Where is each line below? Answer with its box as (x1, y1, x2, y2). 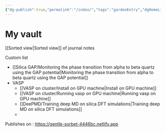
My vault (5, 28, 42, 40)
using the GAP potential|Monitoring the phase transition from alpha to (12, 69, 154, 75)
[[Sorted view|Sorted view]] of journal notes (5, 45, 95, 51)
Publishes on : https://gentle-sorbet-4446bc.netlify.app (5, 121, 119, 127)
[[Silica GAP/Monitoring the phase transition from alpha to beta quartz (12, 64, 155, 70)
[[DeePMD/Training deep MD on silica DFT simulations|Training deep (19, 101, 161, 107)
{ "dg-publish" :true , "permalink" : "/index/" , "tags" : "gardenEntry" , (5, 7, 142, 12)
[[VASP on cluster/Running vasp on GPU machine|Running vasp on (19, 90, 156, 96)
